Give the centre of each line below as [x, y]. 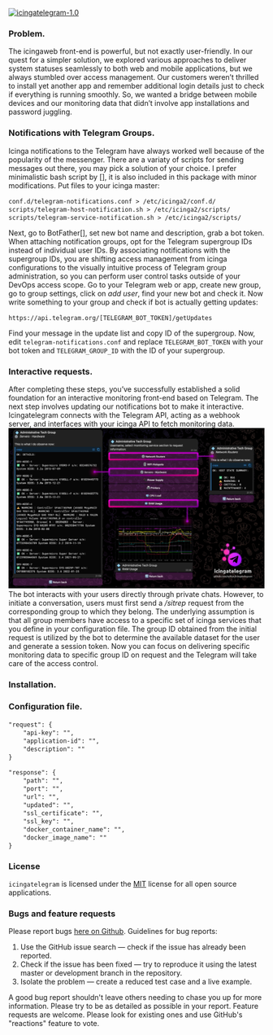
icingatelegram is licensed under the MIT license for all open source [123, 884]
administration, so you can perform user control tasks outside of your [125, 276]
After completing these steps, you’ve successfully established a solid [124, 389]
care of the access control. [54, 664]
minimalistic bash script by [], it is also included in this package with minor [133, 177]
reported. [36, 956]
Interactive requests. [51, 371]
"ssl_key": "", [49, 821]
